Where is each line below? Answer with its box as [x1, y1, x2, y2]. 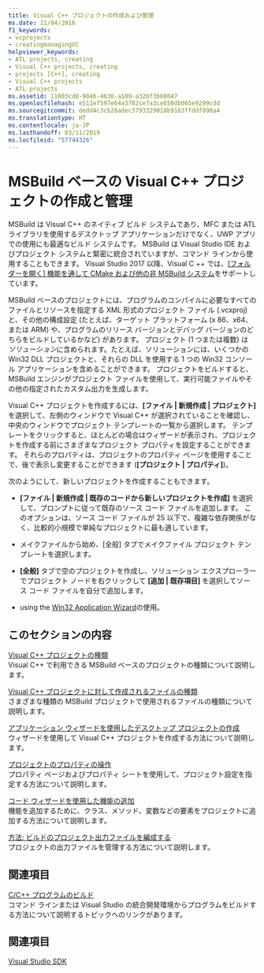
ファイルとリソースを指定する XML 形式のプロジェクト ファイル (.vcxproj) [8, 305, 248, 315]
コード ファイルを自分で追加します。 [28, 586, 148, 596]
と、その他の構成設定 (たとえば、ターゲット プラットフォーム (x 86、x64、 [8, 315, 253, 325]
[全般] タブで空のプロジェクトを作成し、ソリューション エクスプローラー [19, 566, 257, 576]
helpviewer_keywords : [8, 48, 80, 56]
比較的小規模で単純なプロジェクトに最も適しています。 [33, 523, 213, 533]
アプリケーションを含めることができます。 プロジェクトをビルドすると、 [17, 364, 253, 374]
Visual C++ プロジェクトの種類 [8, 651, 109, 660]
